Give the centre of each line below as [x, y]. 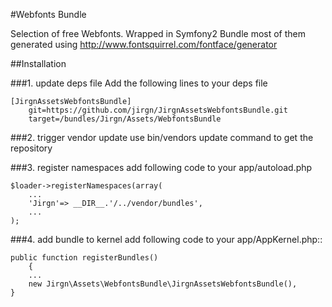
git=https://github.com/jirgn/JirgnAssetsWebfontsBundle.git [158, 110]
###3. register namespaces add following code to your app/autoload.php [161, 167]
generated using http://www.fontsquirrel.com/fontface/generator [144, 44]
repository [31, 148]
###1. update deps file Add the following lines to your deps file [139, 83]
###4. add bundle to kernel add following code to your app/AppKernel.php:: [166, 239]
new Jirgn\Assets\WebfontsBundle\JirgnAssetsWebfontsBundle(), [163, 284]
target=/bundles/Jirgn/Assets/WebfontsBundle [125, 119]
